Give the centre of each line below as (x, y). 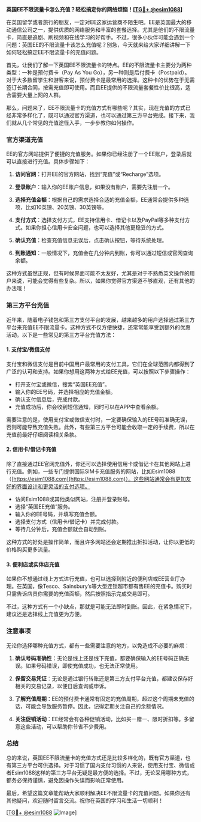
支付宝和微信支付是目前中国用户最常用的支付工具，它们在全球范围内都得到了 (100, 364)
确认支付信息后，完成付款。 (49, 399)
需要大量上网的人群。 (37, 95)
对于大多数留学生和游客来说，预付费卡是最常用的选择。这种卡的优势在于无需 (100, 80)
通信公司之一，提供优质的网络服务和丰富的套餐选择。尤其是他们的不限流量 (103, 30)
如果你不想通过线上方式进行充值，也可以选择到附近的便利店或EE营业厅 (93, 579)
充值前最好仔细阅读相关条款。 (43, 434)
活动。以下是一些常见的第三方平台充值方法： (61, 334)
